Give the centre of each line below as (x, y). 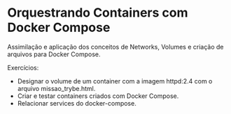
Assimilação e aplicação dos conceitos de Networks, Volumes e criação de (115, 47)
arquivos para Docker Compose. (54, 54)
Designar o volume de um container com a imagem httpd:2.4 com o (115, 81)
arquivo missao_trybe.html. (56, 88)
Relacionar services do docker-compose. (77, 103)
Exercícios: (23, 67)
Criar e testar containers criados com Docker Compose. (98, 96)
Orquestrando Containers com (98, 13)
